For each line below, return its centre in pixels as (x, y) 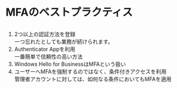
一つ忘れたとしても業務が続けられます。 (64, 41)
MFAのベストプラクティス (69, 12)
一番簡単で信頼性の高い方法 (48, 56)
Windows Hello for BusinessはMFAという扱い (70, 64)
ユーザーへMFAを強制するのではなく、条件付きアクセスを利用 (90, 71)
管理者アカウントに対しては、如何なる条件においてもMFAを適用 (93, 79)
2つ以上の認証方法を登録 (45, 34)
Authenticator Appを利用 (45, 49)
